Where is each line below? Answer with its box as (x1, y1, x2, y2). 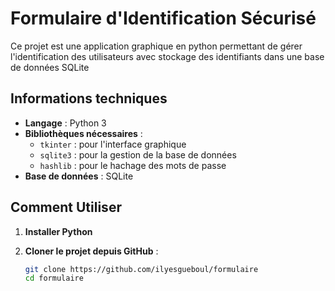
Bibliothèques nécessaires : (24, 127, 143, 139)
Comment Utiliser (10, 199, 122, 216)
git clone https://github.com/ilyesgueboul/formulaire (24, 264, 259, 274)
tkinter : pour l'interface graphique (39, 138, 187, 150)
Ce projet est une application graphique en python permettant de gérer (10, 40, 303, 52)
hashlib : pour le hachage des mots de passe (39, 159, 227, 171)
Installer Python (24, 225, 93, 237)
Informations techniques (10, 90, 168, 107)
